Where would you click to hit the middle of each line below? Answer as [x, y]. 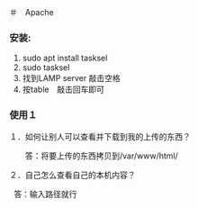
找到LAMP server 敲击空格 [71, 78]
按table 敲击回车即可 [63, 90]
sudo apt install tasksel [65, 58]
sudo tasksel [46, 68]
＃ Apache [31, 12]
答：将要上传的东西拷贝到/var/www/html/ [101, 156]
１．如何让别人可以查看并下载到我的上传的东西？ [100, 136]
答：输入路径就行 [45, 194]
